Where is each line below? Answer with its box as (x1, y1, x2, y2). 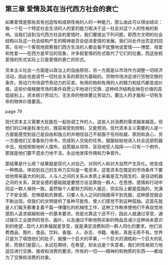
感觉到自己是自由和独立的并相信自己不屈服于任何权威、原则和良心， (18, 131, 158, 137)
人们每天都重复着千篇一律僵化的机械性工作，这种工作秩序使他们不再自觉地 (9, 204, 163, 210)
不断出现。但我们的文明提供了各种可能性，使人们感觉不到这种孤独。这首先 (5, 198, 158, 204)
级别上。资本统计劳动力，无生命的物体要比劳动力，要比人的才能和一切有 (9, 92, 158, 98)
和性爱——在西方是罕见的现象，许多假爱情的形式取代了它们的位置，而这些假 (5, 50, 163, 56)
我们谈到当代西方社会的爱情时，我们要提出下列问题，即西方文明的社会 (18, 31, 163, 37)
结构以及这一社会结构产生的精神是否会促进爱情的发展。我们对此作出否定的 (5, 37, 158, 43)
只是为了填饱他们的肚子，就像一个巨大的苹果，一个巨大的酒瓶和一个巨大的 (5, 235, 158, 241)
